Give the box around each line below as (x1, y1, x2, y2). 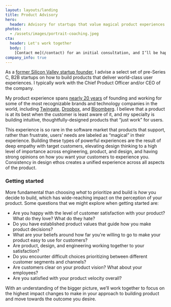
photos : (5, 27, 22, 32)
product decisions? (12, 226, 53, 232)
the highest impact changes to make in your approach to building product (5, 290, 159, 296)
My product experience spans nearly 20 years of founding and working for (5, 95, 162, 101)
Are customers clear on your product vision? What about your (12, 264, 142, 270)
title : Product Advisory (5, 12, 58, 17)
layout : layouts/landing (5, 7, 58, 13)
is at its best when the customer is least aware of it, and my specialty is (5, 111, 155, 117)
